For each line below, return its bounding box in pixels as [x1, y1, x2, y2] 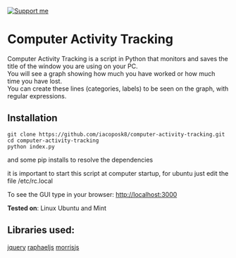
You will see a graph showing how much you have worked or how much [7, 69, 216, 77]
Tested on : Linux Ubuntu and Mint [7, 204, 107, 212]
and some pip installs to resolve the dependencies [7, 155, 154, 164]
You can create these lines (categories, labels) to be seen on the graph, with [7, 84, 229, 93]
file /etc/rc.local [7, 176, 53, 185]
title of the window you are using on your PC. [7, 62, 139, 70]
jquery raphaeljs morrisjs [7, 243, 80, 251]
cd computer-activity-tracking [7, 137, 99, 144]
